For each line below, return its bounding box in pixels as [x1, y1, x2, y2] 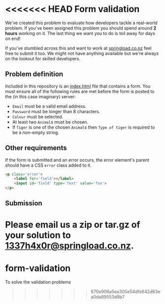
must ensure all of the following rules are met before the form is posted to [5, 88, 155, 94]
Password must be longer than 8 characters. [12, 108, 100, 114]
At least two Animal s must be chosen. [12, 119, 89, 125]
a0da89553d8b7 [91, 294, 125, 300]
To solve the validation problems [5, 279, 71, 285]
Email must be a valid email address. [12, 103, 87, 109]
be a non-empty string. [12, 130, 59, 135]
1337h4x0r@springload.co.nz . [5, 240, 134, 251]
